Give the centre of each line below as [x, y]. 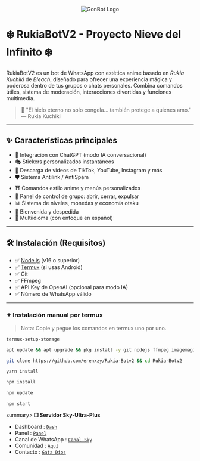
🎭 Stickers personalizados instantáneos [64, 162]
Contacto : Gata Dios [40, 452]
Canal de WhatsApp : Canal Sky [53, 439]
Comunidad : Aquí [37, 445]
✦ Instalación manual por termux [54, 315]
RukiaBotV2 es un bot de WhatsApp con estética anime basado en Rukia [95, 73]
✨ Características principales [62, 140]
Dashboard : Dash [36, 426]
